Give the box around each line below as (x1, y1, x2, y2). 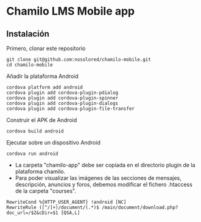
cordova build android (6, 128, 64, 134)
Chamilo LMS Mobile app (6, 4, 135, 18)
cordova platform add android (6, 84, 83, 90)
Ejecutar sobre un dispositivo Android (6, 139, 100, 146)
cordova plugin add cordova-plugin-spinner (6, 95, 119, 101)
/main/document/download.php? (101, 204, 178, 210)
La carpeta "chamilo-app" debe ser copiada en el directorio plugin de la (15, 162, 196, 168)
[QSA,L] (60, 210, 80, 216)
